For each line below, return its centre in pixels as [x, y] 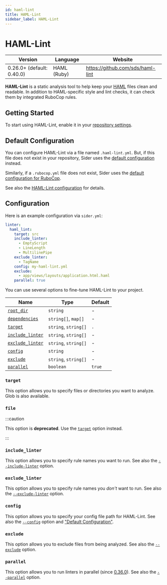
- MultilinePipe [35, 253]
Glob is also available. [27, 396]
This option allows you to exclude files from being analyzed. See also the [80, 544]
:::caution [15, 419]
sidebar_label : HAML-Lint [32, 19]
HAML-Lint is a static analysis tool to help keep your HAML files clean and [81, 87]
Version [28, 59]
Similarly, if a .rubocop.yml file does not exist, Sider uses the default [75, 173]
